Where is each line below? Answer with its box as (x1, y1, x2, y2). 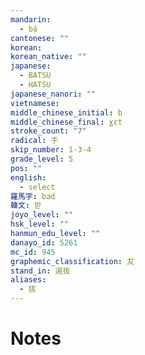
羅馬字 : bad (10, 191, 56, 201)
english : (10, 172, 47, 183)
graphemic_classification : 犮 (10, 256, 135, 266)
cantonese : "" (10, 33, 70, 43)
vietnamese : (10, 98, 60, 108)
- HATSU (19, 80, 52, 90)
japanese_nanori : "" (10, 89, 97, 99)
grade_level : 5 (10, 154, 74, 164)
